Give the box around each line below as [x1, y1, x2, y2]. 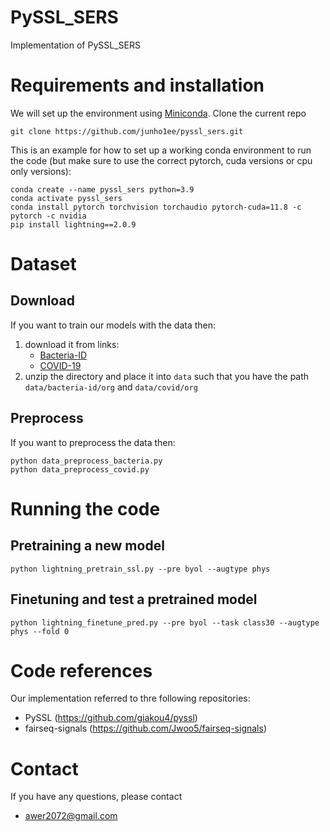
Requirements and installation [10, 74, 265, 97]
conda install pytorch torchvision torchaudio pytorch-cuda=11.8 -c [10, 202, 302, 212]
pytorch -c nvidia [10, 211, 87, 221]
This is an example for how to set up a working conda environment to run [10, 144, 312, 156]
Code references [10, 659, 153, 682]
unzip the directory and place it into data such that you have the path [24, 370, 310, 382]
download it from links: [24, 338, 120, 350]
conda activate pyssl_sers [10, 193, 123, 203]
